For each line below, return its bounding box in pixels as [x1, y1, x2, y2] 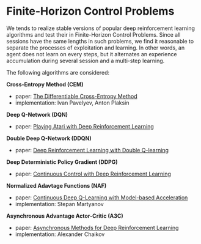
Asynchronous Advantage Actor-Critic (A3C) [6, 212, 123, 220]
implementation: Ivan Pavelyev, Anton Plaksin [15, 99, 130, 106]
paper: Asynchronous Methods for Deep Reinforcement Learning [15, 224, 179, 231]
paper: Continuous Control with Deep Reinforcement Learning [15, 170, 171, 177]
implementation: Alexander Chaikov [15, 231, 105, 238]
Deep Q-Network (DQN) [6, 111, 68, 118]
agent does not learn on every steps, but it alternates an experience [6, 50, 177, 57]
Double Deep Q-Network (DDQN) [6, 135, 92, 142]
